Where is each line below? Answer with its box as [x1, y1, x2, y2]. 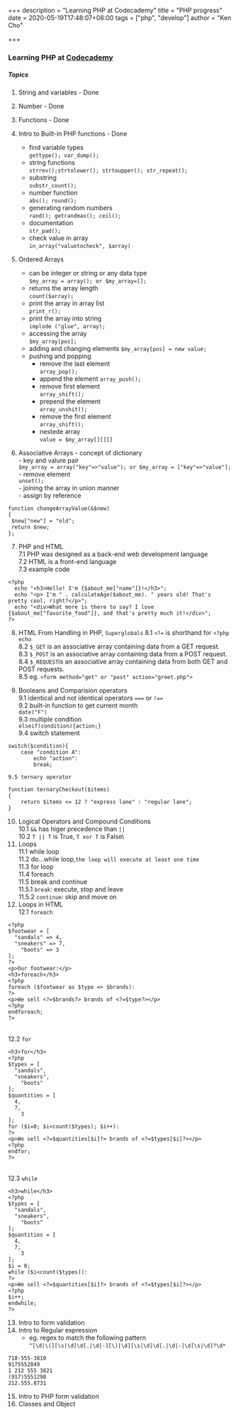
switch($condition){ [8, 742, 69, 749]
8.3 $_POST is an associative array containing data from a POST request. [18, 649, 227, 658]
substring [28, 173, 57, 182]
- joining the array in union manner [18, 483, 120, 492]
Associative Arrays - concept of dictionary [18, 448, 142, 457]
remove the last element [39, 359, 110, 368]
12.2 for [8, 1034, 32, 1043]
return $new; [11, 524, 50, 531]
